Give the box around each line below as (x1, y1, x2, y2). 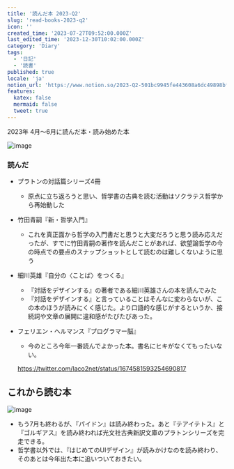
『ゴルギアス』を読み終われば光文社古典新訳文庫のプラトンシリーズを (17, 428, 219, 436)
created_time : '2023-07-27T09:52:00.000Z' (7, 29, 132, 37)
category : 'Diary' (7, 43, 61, 49)
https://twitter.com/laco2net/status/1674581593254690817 (17, 364, 187, 373)
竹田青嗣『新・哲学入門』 (17, 215, 91, 224)
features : (7, 88, 36, 95)
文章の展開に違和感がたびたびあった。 (46, 312, 157, 321)
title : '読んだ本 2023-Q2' (7, 10, 81, 17)
